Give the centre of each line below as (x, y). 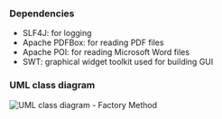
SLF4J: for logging (57, 33)
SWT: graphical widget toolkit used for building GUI (118, 62)
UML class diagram (52, 86)
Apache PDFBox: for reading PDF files (93, 42)
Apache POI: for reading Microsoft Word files (106, 52)
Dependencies (42, 14)
